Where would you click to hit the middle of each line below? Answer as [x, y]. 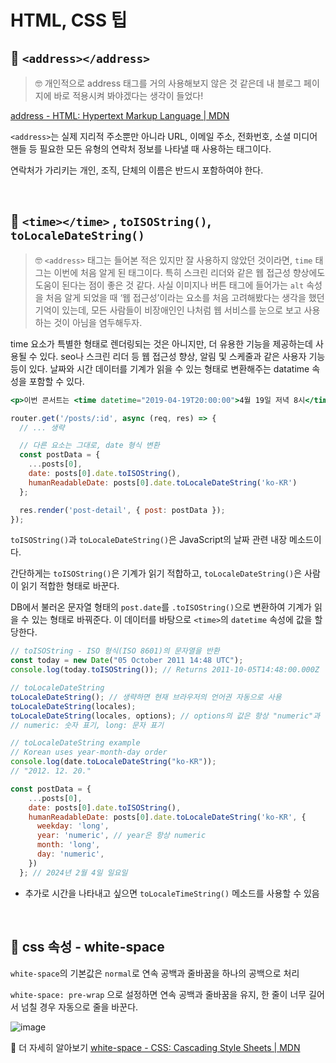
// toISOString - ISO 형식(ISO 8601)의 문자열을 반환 [115, 651]
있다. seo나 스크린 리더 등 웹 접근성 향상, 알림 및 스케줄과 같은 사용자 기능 [182, 356]
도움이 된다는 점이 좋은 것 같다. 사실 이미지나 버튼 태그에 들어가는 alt [169, 285]
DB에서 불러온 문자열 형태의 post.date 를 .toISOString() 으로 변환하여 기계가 [161, 607]
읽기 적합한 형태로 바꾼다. [70, 586]
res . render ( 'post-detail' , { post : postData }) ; [122, 510]
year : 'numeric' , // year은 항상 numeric [121, 836]
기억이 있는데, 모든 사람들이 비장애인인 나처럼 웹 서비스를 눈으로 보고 [168, 310]
